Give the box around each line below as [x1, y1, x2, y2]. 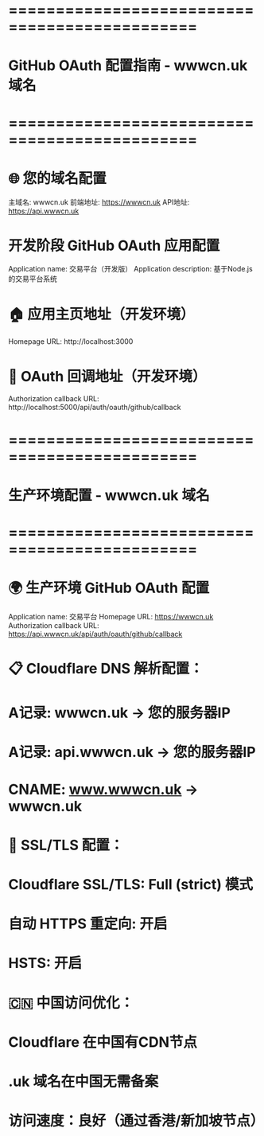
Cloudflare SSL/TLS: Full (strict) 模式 [8, 875, 254, 893]
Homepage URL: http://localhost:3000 [8, 337, 134, 346]
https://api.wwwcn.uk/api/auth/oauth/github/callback [8, 629, 183, 638]
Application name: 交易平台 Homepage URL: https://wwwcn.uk [8, 611, 214, 621]
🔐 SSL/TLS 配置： [8, 836, 124, 854]
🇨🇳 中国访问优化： [8, 994, 134, 1012]
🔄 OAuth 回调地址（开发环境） [8, 367, 207, 385]
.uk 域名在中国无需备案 [8, 1072, 159, 1091]
